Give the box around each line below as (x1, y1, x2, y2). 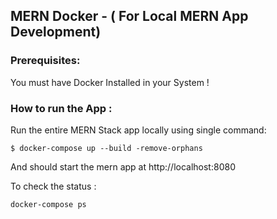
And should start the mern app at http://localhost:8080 (10, 160, 236, 173)
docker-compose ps (10, 199, 87, 209)
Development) (10, 24, 102, 41)
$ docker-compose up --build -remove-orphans (10, 143, 203, 153)
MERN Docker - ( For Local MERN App (10, 8, 249, 25)
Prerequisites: (10, 54, 81, 68)
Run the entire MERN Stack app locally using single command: (10, 124, 267, 136)
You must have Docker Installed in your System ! (10, 76, 210, 88)
